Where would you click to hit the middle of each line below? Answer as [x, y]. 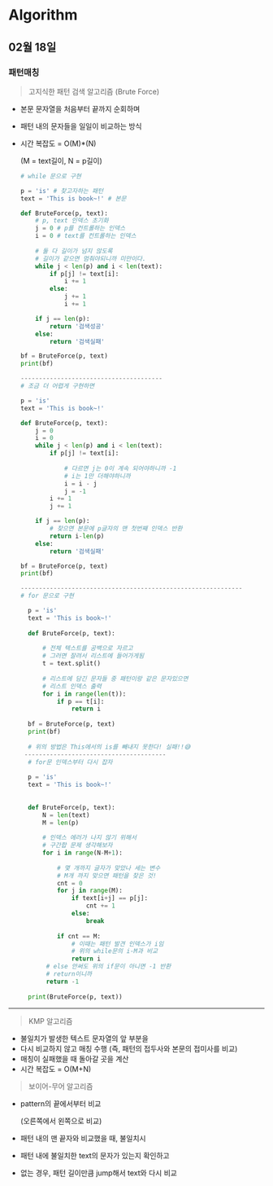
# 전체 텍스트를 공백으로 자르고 [87, 648]
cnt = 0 [69, 883]
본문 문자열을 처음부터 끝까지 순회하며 [80, 108]
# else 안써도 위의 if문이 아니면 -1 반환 [108, 967]
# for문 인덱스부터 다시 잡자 [70, 762]
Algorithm [43, 15]
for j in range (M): [90, 891]
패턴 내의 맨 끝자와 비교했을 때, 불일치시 [83, 1138]
